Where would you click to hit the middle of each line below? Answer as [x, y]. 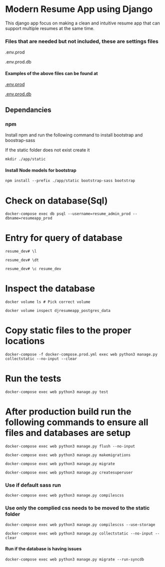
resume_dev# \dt [22, 260]
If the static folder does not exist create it [47, 150]
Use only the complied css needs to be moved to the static [77, 508]
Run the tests [33, 379]
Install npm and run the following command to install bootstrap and [74, 135]
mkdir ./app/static [25, 159]
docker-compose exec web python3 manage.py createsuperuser [69, 472]
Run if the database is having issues [43, 549]
